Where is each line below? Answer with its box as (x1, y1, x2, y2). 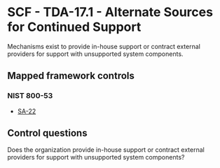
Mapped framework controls (7, 70, 135, 82)
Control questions (7, 127, 88, 139)
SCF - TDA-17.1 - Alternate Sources (7, 4, 214, 20)
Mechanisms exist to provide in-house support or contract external (7, 42, 201, 50)
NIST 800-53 (7, 91, 53, 101)
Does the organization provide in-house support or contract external (7, 146, 205, 154)
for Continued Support (7, 19, 142, 35)
